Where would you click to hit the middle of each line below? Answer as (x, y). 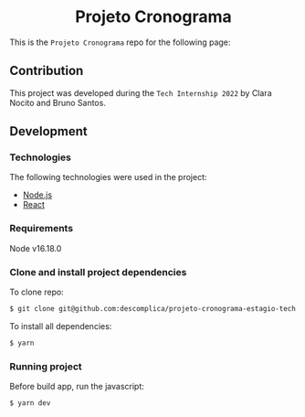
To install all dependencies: (61, 326)
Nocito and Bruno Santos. (58, 102)
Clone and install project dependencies (98, 272)
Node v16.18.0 (36, 248)
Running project (46, 366)
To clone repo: (37, 292)
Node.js (37, 195)
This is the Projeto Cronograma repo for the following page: (120, 42)
